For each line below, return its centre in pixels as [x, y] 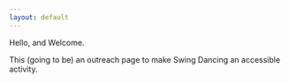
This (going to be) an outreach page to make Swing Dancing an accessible [145, 59]
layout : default [39, 17]
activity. [23, 69]
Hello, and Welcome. [47, 42]
